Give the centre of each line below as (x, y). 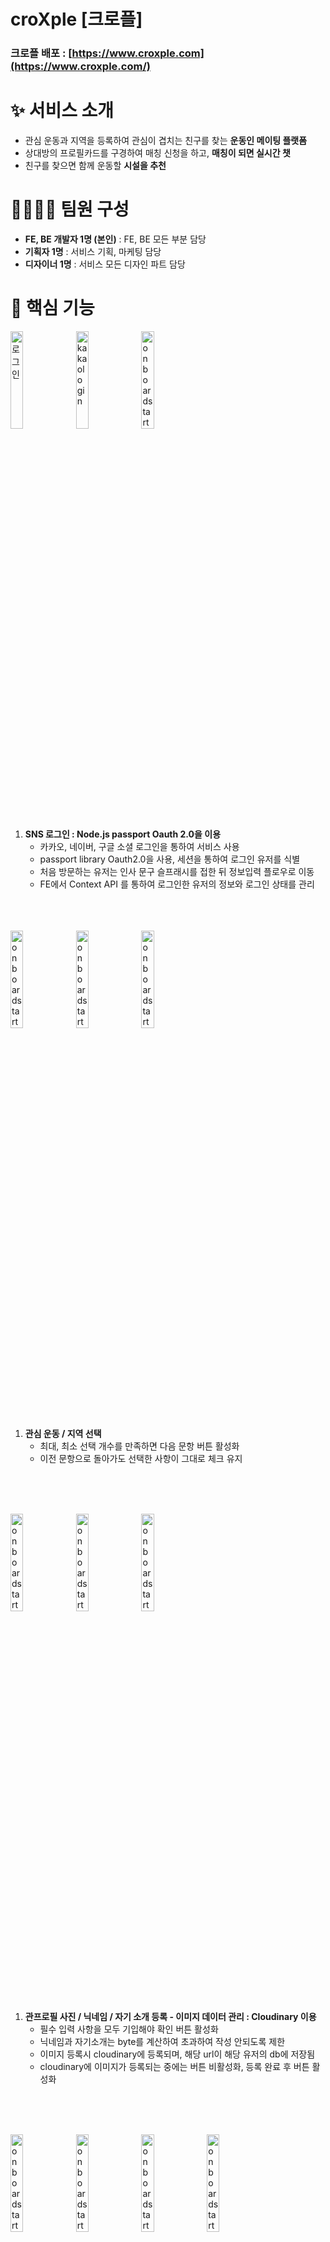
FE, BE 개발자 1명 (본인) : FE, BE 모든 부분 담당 (115, 239)
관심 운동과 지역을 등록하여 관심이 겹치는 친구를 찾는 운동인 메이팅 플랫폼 (166, 141)
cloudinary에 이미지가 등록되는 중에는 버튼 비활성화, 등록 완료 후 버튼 (174, 2066)
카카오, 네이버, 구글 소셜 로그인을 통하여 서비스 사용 (139, 846)
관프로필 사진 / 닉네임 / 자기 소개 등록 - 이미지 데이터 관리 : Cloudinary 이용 (170, 2016)
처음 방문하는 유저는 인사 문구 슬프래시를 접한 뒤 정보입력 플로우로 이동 (177, 871)
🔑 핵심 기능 (52, 308)
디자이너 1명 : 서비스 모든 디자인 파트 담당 (105, 264)
